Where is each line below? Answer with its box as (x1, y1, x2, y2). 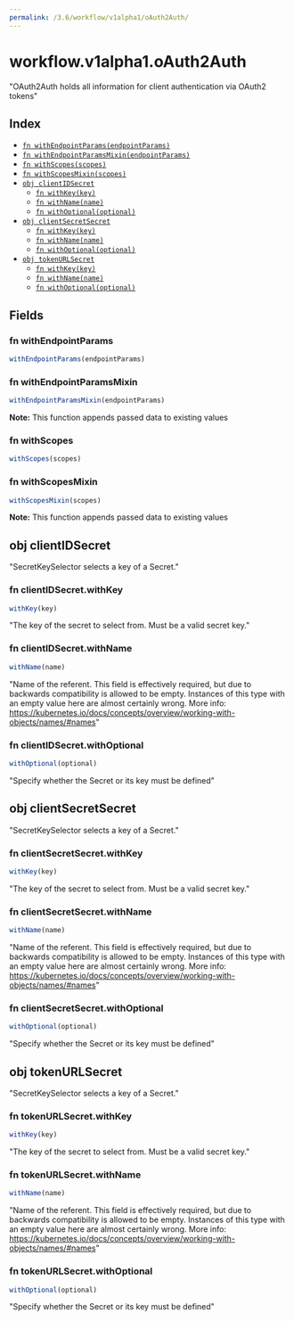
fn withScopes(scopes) (21, 160, 107, 169)
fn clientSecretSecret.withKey (9, 847, 143, 859)
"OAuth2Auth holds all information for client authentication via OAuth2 (9, 81, 267, 92)
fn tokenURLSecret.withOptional (9, 1265, 153, 1277)
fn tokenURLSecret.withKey (9, 1110, 132, 1122)
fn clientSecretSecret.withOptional (9, 1002, 164, 1014)
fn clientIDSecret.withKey (9, 584, 123, 596)
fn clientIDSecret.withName (9, 643, 133, 655)
